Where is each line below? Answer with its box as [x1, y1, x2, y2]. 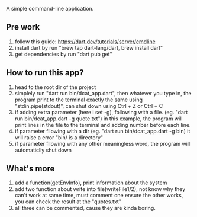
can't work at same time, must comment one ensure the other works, [14, 192, 183, 199]
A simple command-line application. [6, 5, 94, 12]
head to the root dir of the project [14, 83, 96, 91]
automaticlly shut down [14, 146, 72, 154]
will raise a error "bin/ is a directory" [14, 133, 104, 141]
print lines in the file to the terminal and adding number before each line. [14, 121, 191, 128]
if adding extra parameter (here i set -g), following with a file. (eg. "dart [14, 108, 188, 116]
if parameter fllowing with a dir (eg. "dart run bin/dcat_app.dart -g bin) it [14, 127, 190, 135]
